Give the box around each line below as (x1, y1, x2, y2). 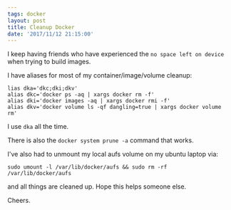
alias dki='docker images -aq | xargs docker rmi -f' (7, 98, 171, 105)
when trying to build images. (7, 58, 91, 66)
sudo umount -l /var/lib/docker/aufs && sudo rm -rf (7, 164, 168, 171)
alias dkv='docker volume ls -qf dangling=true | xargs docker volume (7, 104, 222, 111)
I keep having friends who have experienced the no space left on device (7, 50, 225, 58)
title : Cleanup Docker (7, 23, 75, 31)
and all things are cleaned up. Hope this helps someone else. (7, 182, 187, 191)
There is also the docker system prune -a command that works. (7, 136, 194, 145)
